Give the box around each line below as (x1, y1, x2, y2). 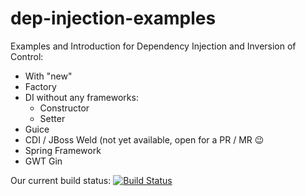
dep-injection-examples (10, 7, 217, 30)
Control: (10, 50, 44, 62)
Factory (24, 80, 57, 92)
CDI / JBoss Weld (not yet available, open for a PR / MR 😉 (24, 133, 265, 146)
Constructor (39, 102, 90, 114)
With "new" (24, 70, 73, 82)
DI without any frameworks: (24, 91, 139, 103)
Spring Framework (24, 144, 102, 156)
